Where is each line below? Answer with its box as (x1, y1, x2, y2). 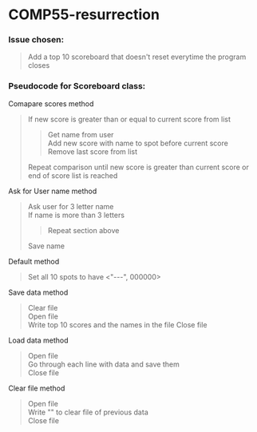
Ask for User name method (8, 186, 97, 196)
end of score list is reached (27, 170, 118, 180)
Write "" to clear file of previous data (27, 407, 149, 417)
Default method (8, 256, 60, 266)
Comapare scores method (8, 98, 94, 109)
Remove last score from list (47, 146, 138, 157)
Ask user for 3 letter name (27, 201, 114, 211)
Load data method (8, 335, 69, 345)
